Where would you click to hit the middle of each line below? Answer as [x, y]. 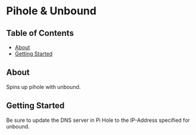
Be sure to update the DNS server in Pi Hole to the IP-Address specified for [98, 120]
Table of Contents [40, 33]
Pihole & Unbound [51, 11]
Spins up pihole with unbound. [43, 87]
